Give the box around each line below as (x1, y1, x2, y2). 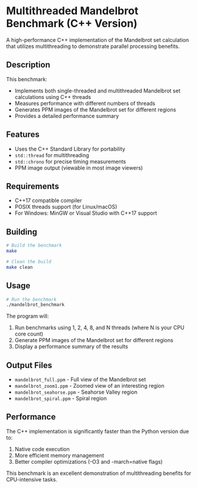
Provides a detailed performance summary (14, 112, 120, 119)
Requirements (6, 181, 59, 191)
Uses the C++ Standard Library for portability (14, 145, 125, 152)
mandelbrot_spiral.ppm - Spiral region (14, 395, 107, 402)
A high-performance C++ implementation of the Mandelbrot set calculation (6, 36, 189, 43)
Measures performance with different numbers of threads (14, 100, 156, 107)
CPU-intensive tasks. (6, 476, 58, 483)
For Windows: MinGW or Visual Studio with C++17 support (14, 209, 157, 217)
